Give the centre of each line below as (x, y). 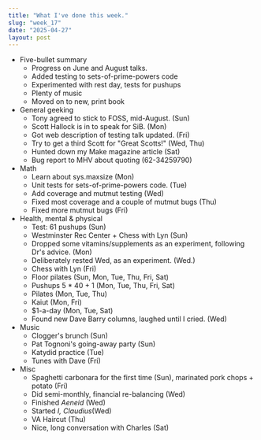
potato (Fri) (50, 386)
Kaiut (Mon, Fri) (57, 302)
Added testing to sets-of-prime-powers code (105, 76)
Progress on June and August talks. (89, 68)
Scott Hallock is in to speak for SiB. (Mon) (99, 127)
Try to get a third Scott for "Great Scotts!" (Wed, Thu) (118, 143)
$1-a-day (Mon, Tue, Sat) (72, 311)
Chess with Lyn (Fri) (64, 269)
